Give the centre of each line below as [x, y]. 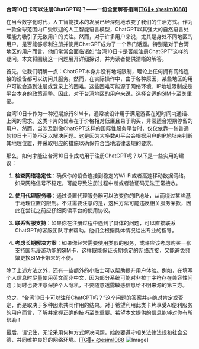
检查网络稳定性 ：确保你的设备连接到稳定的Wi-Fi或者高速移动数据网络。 [102, 176]
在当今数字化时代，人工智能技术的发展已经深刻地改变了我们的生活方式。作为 [99, 22]
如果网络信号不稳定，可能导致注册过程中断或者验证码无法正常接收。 [98, 183]
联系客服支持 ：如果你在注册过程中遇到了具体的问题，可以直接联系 [95, 223]
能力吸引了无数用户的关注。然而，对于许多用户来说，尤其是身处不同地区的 [102, 37]
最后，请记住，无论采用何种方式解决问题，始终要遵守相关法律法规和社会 [94, 332]
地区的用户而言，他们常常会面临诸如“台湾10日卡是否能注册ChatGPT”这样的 [97, 51]
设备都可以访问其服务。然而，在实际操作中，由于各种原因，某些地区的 [102, 79]
